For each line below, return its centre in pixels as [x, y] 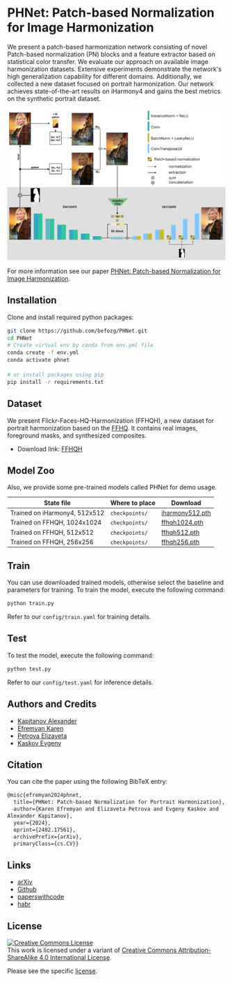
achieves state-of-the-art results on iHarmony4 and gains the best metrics [114, 91]
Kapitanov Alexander [47, 721]
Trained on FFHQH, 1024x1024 [56, 522]
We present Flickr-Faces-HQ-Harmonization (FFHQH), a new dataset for [110, 420]
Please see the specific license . [52, 971]
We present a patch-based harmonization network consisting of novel [107, 47]
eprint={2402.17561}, [45, 830]
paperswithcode [41, 897]
